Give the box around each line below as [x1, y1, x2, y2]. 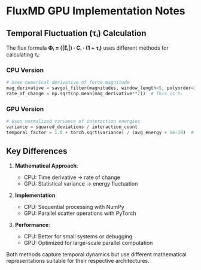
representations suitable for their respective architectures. [6, 257, 150, 264]
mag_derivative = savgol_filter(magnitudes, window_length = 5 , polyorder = [6, 85, 194, 91]
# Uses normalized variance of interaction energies [6, 119, 141, 125]
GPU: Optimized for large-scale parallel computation [23, 239, 153, 246]
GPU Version [6, 105, 44, 113]
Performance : [14, 221, 50, 228]
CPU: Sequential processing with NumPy [23, 203, 124, 210]
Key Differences [6, 146, 68, 156]
